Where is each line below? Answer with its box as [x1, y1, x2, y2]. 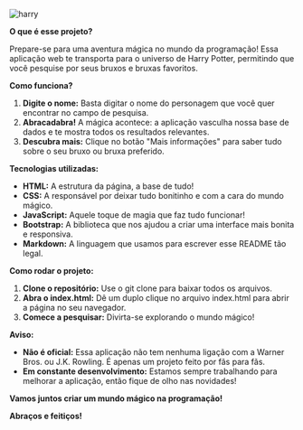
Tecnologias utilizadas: [9, 164, 99, 173]
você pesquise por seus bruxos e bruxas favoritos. [9, 63, 199, 73]
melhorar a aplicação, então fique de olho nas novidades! [22, 376, 237, 386]
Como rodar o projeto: [9, 266, 94, 276]
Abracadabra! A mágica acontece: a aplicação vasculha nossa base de [22, 117, 289, 127]
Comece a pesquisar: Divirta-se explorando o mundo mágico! [22, 312, 255, 322]
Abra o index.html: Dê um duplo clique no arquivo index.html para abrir [22, 293, 289, 303]
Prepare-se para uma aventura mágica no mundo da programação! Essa [9, 43, 279, 54]
